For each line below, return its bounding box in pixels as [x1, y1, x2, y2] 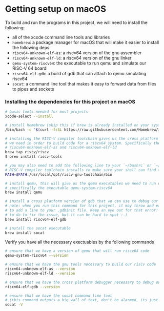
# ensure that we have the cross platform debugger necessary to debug [5, 280, 154, 285]
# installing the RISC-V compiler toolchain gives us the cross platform [5, 136, 159, 141]
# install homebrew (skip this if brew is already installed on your [5, 123, 150, 127]
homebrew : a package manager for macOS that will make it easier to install [12, 39, 159, 45]
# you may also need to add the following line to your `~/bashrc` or [5, 163, 152, 168]
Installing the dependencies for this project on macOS [5, 98, 136, 105]
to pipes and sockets [12, 86, 55, 92]
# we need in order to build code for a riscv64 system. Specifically [5, 141, 152, 145]
